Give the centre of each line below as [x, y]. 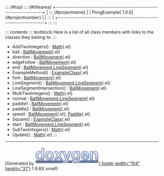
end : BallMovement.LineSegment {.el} [50, 67]
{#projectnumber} [23, 17]
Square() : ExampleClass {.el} [41, 119]
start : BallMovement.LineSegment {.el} [51, 124]
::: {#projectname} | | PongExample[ [85, 12]
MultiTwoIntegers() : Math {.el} [42, 93]
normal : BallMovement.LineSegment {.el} [53, 98]
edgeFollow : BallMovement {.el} [44, 62]
